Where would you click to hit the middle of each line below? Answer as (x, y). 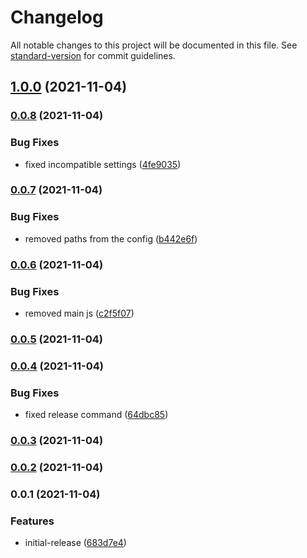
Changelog (57, 17)
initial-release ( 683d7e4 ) (75, 543)
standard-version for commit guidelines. (93, 55)
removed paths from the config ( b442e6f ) (111, 238)
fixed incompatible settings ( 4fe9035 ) (103, 164)
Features (32, 521)
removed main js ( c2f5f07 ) (79, 313)
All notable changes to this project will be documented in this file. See (154, 45)
